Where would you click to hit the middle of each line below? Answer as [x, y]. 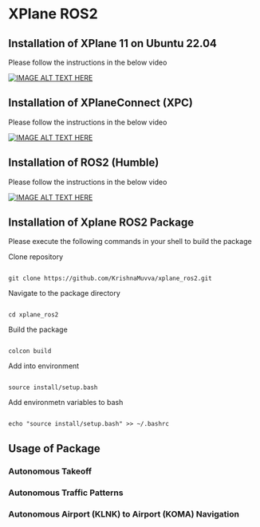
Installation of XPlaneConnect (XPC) [100, 103]
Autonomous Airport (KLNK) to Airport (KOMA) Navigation [124, 513]
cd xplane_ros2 [33, 315]
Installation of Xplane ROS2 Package [101, 223]
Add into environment [44, 366]
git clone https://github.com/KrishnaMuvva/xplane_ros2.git [110, 279]
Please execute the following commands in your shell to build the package [130, 242]
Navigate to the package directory [65, 293]
